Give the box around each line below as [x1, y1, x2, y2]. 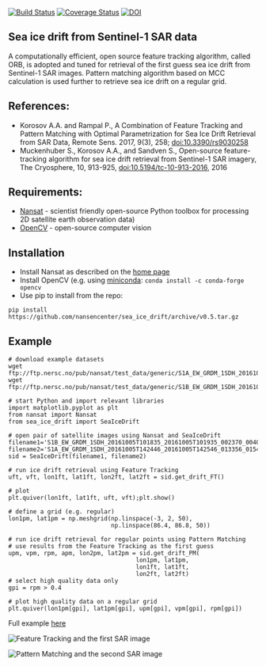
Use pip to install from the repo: [19, 291, 123, 301]
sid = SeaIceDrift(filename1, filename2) [8, 452, 147, 460]
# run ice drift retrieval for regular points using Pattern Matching [8, 535, 246, 543]
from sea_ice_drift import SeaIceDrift [8, 418, 140, 426]
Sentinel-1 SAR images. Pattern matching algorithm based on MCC [8, 68, 226, 78]
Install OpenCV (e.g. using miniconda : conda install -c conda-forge [19, 275, 245, 285]
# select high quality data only [8, 577, 119, 585]
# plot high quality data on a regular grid [8, 598, 158, 606]
